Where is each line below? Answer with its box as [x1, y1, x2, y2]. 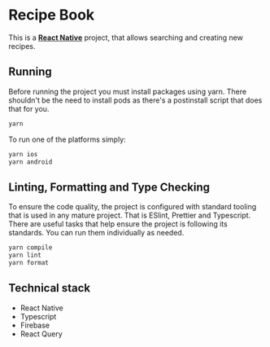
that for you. [8, 103, 50, 113]
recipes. [8, 41, 36, 51]
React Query [20, 328, 63, 339]
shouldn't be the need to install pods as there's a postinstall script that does [8, 95, 263, 105]
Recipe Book [8, 6, 95, 24]
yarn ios [8, 150, 38, 158]
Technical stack [8, 281, 91, 295]
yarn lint [8, 251, 42, 260]
